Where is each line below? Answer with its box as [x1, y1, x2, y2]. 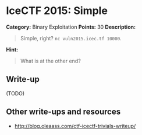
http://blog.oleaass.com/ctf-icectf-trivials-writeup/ [14, 122, 136, 129]
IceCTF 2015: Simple [6, 4, 108, 18]
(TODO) [6, 89, 25, 97]
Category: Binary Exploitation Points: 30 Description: [6, 23, 136, 30]
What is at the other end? [20, 57, 81, 64]
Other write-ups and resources [6, 107, 121, 117]
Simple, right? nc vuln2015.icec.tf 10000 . [20, 34, 122, 41]
